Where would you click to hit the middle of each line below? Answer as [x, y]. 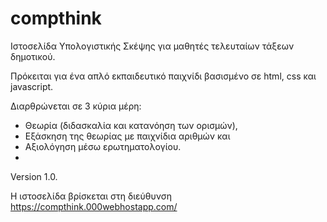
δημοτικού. [33, 56]
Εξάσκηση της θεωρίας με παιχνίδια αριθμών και [127, 136]
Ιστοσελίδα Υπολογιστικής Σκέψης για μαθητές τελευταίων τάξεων [152, 46]
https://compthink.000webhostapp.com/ [94, 206]
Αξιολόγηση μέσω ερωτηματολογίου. [103, 146]
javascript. [32, 86]
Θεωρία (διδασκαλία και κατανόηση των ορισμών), [131, 125]
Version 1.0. [34, 176]
